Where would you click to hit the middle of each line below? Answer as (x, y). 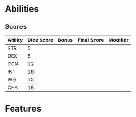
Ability (15, 40)
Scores (16, 27)
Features (23, 109)
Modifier (118, 40)
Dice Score (40, 40)
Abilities (22, 9)
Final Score (91, 40)
